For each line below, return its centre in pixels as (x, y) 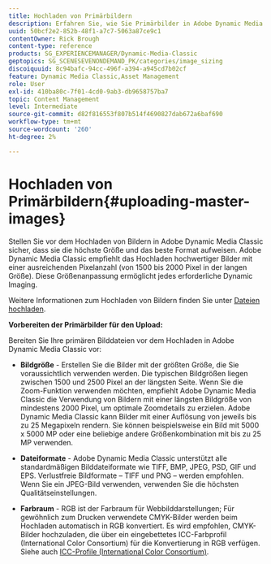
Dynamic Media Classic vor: (55, 349)
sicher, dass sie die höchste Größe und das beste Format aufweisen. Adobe (135, 249)
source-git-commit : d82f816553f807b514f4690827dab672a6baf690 (116, 115)
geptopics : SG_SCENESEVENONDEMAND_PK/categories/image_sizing (116, 62)
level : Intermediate (43, 106)
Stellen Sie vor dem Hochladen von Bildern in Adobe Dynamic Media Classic (136, 241)
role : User (27, 84)
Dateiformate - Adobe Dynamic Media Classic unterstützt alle (123, 458)
